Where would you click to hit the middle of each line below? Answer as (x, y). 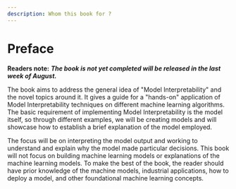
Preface (31, 48)
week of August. (32, 75)
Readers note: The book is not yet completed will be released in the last (114, 68)
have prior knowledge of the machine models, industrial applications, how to (118, 171)
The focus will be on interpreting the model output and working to (103, 140)
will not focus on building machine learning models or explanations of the (113, 155)
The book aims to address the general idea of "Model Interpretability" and (114, 90)
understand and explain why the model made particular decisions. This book (118, 148)
